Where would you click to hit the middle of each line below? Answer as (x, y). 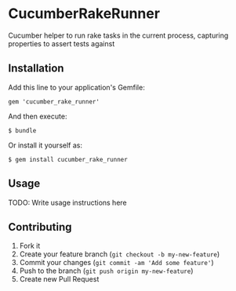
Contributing (40, 227)
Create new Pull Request (59, 279)
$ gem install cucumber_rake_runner (68, 159)
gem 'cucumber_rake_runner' (54, 102)
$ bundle (22, 130)
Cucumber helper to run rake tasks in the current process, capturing (118, 35)
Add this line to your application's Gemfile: (76, 87)
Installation (36, 69)
